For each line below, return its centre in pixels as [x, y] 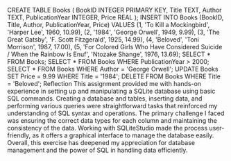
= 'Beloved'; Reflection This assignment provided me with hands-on [104, 84]
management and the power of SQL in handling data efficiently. [97, 150]
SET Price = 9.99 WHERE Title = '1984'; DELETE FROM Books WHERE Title [114, 76]
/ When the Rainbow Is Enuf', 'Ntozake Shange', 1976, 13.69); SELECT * [109, 54]
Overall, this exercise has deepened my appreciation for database [101, 143]
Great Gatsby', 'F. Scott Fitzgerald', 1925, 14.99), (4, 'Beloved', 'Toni [103, 40]
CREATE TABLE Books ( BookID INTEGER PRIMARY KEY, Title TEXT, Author [114, 10]
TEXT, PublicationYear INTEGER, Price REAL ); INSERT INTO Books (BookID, [115, 17]
